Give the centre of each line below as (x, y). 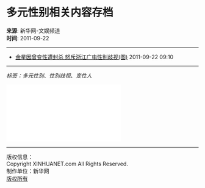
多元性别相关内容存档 (60, 13)
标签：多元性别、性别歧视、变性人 (49, 75)
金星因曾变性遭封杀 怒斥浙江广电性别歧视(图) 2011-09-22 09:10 (94, 57)
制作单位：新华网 (28, 171)
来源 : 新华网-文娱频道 (33, 31)
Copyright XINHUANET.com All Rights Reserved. (67, 164)
